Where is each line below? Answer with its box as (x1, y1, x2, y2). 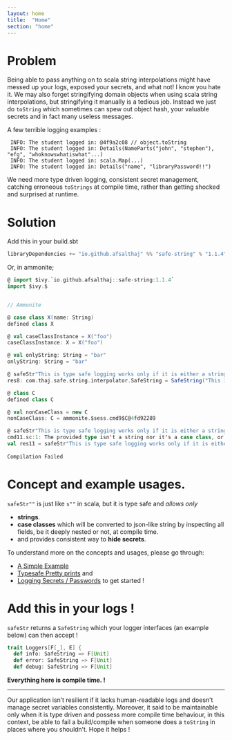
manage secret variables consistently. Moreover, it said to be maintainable (7, 703, 218, 711)
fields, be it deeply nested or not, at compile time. (17, 527, 159, 536)
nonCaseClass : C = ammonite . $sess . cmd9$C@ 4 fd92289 (7, 415, 156, 422)
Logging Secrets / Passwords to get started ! (17, 576, 145, 584)
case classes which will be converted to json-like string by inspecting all (17, 520, 224, 528)
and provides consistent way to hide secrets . (17, 535, 146, 543)
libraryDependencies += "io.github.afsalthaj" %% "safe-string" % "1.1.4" (7, 250, 227, 258)
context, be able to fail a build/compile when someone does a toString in (7, 718, 215, 726)
